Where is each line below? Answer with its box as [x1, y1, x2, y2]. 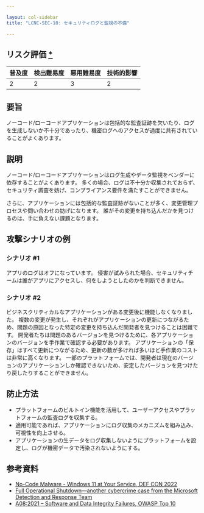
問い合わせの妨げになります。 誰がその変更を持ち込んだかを [27, 207, 178, 214]
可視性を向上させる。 [15, 429, 69, 436]
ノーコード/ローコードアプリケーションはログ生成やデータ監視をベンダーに [6, 171, 195, 179]
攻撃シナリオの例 [6, 234, 71, 244]
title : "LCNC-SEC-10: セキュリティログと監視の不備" [6, 19, 130, 26]
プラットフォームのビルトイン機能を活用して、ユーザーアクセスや [15, 406, 180, 413]
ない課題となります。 [48, 214, 102, 222]
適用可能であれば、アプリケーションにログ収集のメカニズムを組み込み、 [15, 421, 197, 428]
